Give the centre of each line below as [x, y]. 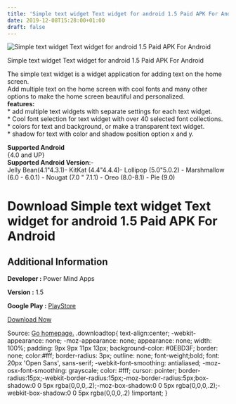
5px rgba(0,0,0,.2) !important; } [123, 393]
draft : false [26, 27]
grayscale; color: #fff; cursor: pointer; [123, 371]
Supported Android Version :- [51, 163]
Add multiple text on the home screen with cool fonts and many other [107, 89]
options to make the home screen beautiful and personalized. [96, 96]
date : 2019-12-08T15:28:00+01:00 [56, 20]
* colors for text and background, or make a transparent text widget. [106, 127]
